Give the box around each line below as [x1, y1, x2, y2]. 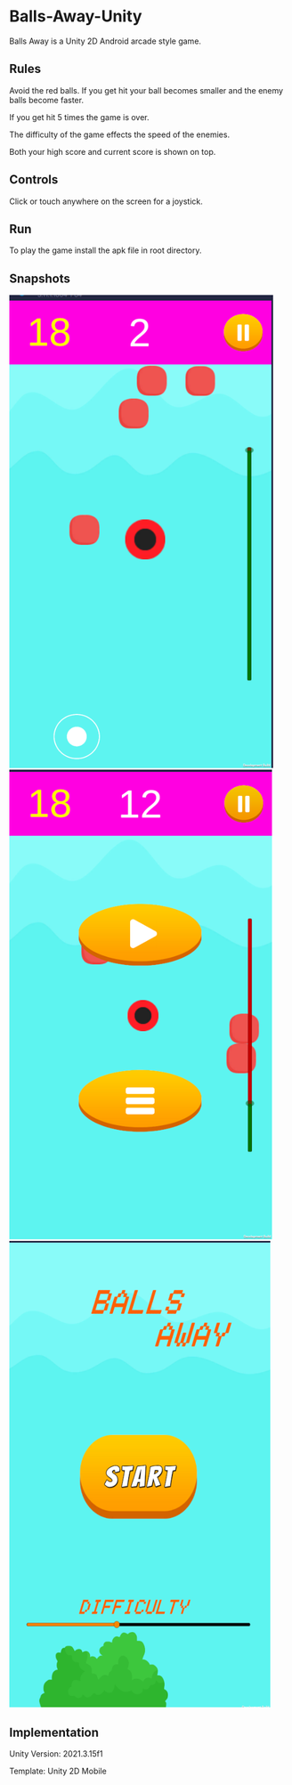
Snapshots [9, 271, 71, 286]
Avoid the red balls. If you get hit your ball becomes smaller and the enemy [9, 85, 283, 95]
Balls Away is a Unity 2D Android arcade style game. [9, 36, 202, 46]
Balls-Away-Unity [9, 6, 142, 27]
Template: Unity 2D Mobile [9, 1765, 107, 1776]
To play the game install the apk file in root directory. [9, 245, 202, 256]
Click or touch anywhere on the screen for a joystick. [9, 196, 203, 207]
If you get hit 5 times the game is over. [9, 111, 150, 122]
